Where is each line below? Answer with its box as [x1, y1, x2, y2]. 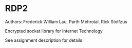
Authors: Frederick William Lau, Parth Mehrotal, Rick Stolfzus [5, 19, 128, 24]
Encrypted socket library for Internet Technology [5, 28, 103, 34]
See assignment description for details [5, 37, 83, 43]
